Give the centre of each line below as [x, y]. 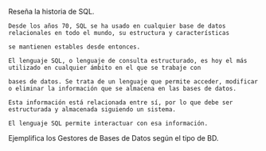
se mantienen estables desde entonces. [74, 47]
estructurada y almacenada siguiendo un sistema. [92, 110]
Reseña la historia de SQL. [51, 12]
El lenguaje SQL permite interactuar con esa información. [108, 123]
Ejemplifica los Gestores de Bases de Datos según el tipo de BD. [113, 138]
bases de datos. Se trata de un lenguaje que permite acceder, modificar [133, 82]
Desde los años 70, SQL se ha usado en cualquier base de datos [117, 26]
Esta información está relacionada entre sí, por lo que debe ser [121, 103]
